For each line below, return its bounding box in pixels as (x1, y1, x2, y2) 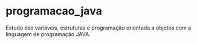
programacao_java (5, 4, 102, 18)
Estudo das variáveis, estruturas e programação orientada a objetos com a (5, 24, 192, 31)
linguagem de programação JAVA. (5, 30, 91, 37)
